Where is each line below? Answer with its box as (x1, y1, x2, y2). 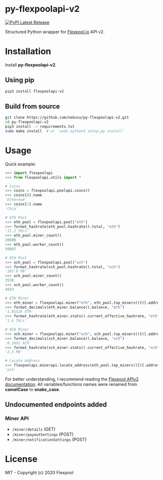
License (5, 453, 38, 464)
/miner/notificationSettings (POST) (12, 436, 87, 442)
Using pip (5, 76, 35, 84)
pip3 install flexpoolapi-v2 (5, 89, 64, 94)
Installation (5, 46, 51, 57)
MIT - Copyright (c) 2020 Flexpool (5, 469, 74, 475)
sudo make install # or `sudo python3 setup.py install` (5, 129, 125, 133)
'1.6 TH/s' (5, 318, 27, 323)
